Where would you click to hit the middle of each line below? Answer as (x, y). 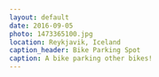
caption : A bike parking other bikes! (81, 58)
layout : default (39, 17)
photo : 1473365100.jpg (51, 34)
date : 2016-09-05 (41, 26)
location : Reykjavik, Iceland (65, 42)
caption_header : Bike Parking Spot (75, 50)
